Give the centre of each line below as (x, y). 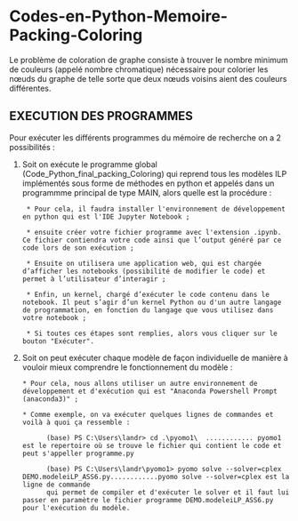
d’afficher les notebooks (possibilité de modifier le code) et (144, 271)
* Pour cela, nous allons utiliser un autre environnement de (140, 383)
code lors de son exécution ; (78, 248)
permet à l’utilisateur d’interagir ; (94, 279)
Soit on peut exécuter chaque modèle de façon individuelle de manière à (155, 357)
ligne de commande (56, 485)
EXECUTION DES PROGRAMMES (101, 116)
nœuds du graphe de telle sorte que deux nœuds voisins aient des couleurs (148, 78)
